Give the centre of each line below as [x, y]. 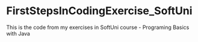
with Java [18, 33]
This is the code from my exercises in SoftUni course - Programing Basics [98, 27]
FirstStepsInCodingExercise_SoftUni [99, 11]
